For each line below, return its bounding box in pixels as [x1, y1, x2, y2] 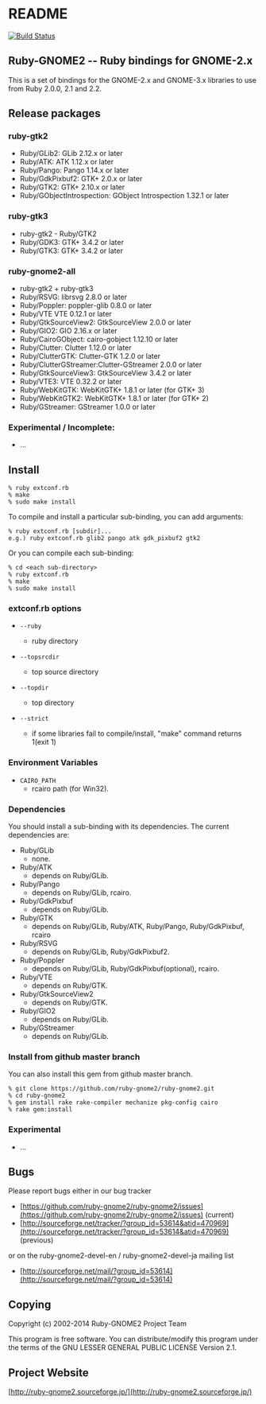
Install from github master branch [8, 1051, 141, 1062]
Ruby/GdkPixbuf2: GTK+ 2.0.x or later [19, 174, 143, 184]
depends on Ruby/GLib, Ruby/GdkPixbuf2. [31, 947, 170, 957]
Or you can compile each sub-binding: [8, 548, 134, 558]
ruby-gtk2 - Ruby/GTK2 [19, 228, 97, 239]
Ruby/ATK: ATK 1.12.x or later [19, 157, 114, 167]
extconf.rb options [8, 603, 82, 614]
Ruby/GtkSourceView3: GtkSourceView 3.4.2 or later [19, 368, 192, 378]
